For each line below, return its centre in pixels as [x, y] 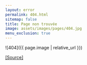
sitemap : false [21, 19]
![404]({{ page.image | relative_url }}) [44, 48]
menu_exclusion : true [28, 33]
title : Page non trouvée [31, 24]
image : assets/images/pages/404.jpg [43, 29]
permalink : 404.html [27, 15]
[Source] [14, 57]
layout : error [20, 10]
